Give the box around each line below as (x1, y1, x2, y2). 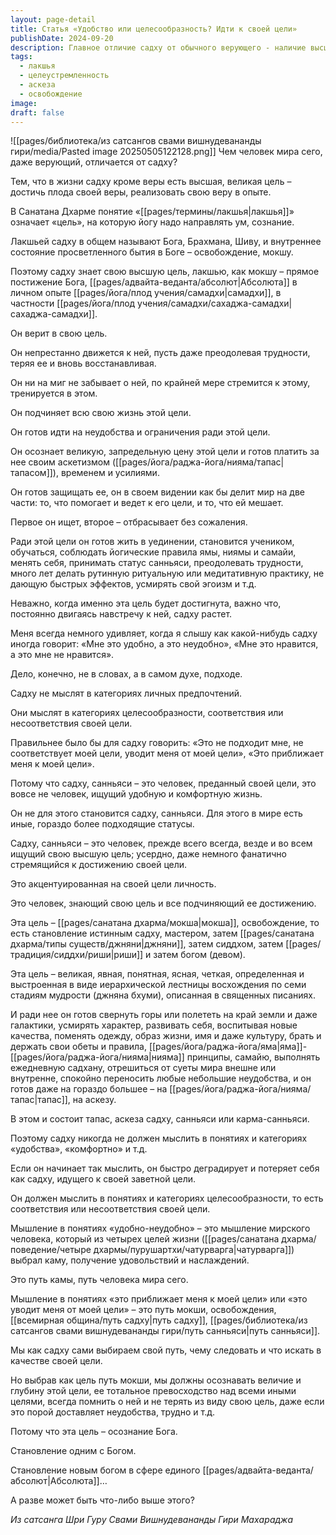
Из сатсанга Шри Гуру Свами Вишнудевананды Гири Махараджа (10, 1514, 294, 1526)
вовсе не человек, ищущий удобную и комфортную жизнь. (10, 788, 263, 800)
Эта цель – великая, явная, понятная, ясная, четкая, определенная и (10, 968, 305, 980)
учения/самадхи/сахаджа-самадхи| (137, 297, 293, 310)
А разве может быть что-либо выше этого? (10, 1494, 195, 1506)
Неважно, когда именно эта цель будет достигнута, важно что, (10, 597, 282, 610)
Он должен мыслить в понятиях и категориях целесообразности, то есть (10, 1192, 324, 1205)
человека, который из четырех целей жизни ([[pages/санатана (10, 1233, 280, 1245)
